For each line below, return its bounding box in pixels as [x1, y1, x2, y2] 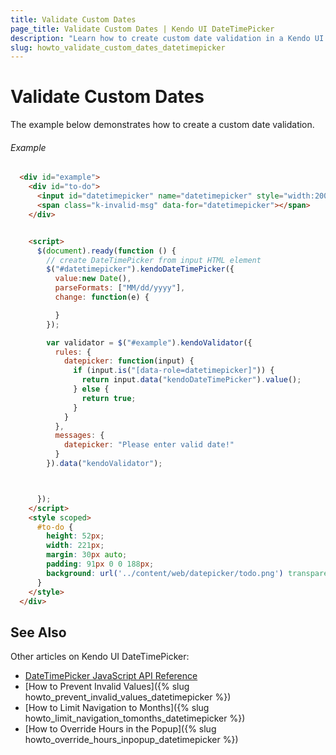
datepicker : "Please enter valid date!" [63, 440, 235, 450]
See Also [10, 624, 67, 641]
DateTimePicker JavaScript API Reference [24, 670, 198, 682]
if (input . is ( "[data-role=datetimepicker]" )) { [73, 366, 275, 376]
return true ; [81, 393, 137, 403]
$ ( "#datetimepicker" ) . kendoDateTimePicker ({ [46, 264, 235, 275]
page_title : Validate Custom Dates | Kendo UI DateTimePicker [10, 24, 275, 34]
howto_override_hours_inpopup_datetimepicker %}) [24, 734, 239, 746]
